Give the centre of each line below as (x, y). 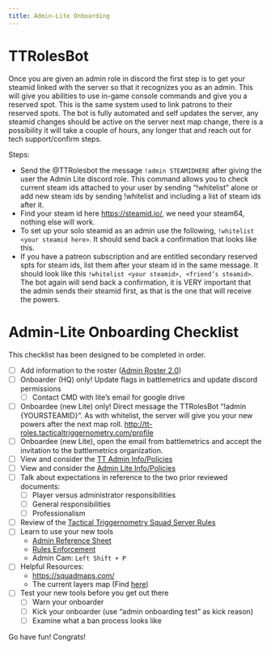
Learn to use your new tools (67, 532)
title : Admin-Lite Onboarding (59, 16)
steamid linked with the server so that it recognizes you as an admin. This (131, 87)
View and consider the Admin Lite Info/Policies (98, 468)
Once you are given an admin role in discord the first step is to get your (127, 79)
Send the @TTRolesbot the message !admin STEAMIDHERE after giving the (141, 170)
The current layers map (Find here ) (90, 584)
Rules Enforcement (64, 550)
